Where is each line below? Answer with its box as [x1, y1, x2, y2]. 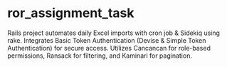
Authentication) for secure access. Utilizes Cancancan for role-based [7, 43, 211, 52]
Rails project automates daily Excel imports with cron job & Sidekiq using [7, 29, 221, 37]
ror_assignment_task [7, 5, 134, 21]
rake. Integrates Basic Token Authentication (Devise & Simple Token [7, 36, 206, 44]
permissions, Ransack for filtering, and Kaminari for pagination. [7, 51, 192, 60]
